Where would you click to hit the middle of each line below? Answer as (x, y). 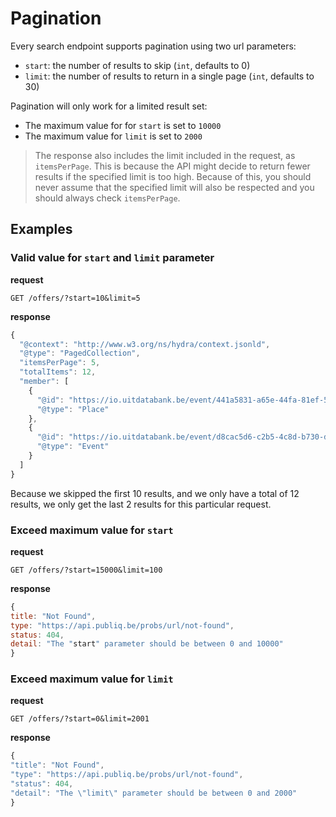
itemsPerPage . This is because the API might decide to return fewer (172, 166)
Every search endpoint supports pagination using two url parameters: (153, 46)
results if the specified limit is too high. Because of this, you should (173, 176)
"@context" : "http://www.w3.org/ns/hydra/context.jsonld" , (145, 344)
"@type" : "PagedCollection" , (80, 353)
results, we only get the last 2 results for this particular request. (141, 504)
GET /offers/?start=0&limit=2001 (80, 719)
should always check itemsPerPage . (107, 198)
